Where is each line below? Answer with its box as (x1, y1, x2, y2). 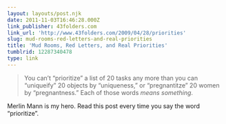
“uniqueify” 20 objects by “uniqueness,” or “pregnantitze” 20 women (23, 81, 220, 90)
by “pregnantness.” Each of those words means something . (23, 88, 194, 96)
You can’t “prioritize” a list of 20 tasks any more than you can (23, 74, 198, 82)
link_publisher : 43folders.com (7, 23, 97, 30)
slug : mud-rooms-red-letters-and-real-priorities (7, 36, 153, 43)
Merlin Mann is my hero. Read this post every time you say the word (7, 101, 201, 110)
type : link (7, 55, 39, 62)
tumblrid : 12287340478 (7, 49, 72, 56)
